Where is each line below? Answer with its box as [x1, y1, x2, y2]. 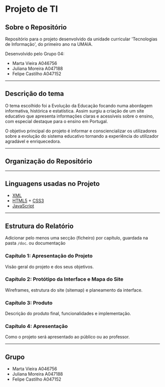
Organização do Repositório [5, 157, 92, 166]
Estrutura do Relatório [5, 222, 74, 230]
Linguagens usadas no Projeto [5, 179, 100, 188]
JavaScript [12, 203, 34, 209]
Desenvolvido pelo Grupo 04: [5, 51, 65, 57]
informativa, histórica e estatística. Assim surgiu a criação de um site [5, 108, 144, 114]
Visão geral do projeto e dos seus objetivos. [5, 264, 94, 269]
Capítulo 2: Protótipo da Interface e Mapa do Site [5, 276, 124, 283]
